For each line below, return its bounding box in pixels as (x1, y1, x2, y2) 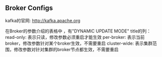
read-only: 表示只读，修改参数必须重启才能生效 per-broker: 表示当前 (5, 34, 145, 40)
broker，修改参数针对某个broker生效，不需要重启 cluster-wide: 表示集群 (5, 40, 153, 46)
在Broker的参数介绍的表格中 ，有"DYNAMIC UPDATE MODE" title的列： (5, 28, 152, 34)
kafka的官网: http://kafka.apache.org (5, 17, 81, 24)
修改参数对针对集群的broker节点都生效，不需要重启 (13, 46, 119, 52)
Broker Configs (5, 4, 53, 12)
